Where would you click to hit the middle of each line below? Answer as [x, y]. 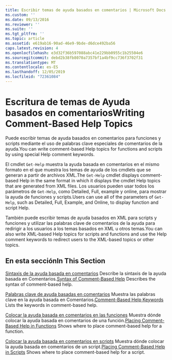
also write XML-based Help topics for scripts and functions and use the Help [86, 234]
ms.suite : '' [19, 29]
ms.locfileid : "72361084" [33, 77]
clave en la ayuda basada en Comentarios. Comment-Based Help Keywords [84, 300]
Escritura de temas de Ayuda [68, 102]
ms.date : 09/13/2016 [27, 19]
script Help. [17, 207]
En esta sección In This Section [56, 261]
